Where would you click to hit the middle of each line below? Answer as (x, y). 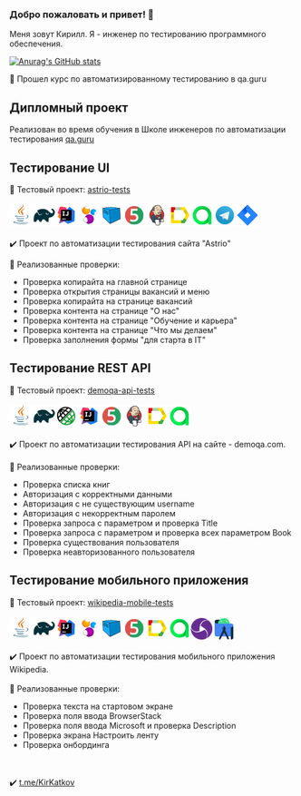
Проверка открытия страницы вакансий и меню (116, 291)
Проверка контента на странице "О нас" (101, 310)
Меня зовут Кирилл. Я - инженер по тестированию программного (138, 34)
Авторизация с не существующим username (108, 504)
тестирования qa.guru (52, 139)
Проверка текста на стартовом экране (98, 706)
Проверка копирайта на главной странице (105, 281)
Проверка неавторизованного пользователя (109, 552)
